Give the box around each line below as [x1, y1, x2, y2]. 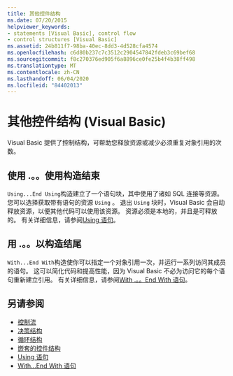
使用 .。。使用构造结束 [7, 169, 100, 182]
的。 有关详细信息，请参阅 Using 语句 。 [7, 216, 120, 224]
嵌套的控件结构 [17, 344, 61, 352]
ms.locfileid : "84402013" [7, 82, 83, 89]
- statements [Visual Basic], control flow [7, 29, 136, 37]
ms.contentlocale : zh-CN [7, 68, 80, 75]
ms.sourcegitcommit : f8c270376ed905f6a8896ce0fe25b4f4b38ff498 [7, 56, 196, 63]
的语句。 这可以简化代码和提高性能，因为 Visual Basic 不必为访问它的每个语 [7, 266, 225, 275]
